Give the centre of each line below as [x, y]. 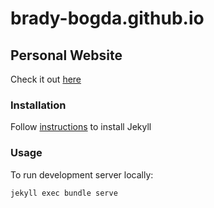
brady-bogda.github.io [107, 18]
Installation [38, 105]
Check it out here [46, 79]
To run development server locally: [82, 174]
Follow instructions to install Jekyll [81, 127]
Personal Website [66, 55]
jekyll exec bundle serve [64, 193]
